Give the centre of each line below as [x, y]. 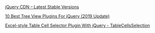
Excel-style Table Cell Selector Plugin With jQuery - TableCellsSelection [78, 25]
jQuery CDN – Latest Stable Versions [42, 7]
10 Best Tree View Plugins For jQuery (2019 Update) [57, 16]
